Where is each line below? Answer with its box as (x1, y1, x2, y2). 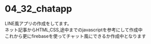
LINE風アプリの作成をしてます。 (5, 20, 72, 26)
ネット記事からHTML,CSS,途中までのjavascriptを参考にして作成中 (5, 26, 143, 33)
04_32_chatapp (5, 3, 72, 15)
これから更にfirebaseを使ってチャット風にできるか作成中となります (5, 33, 146, 39)
